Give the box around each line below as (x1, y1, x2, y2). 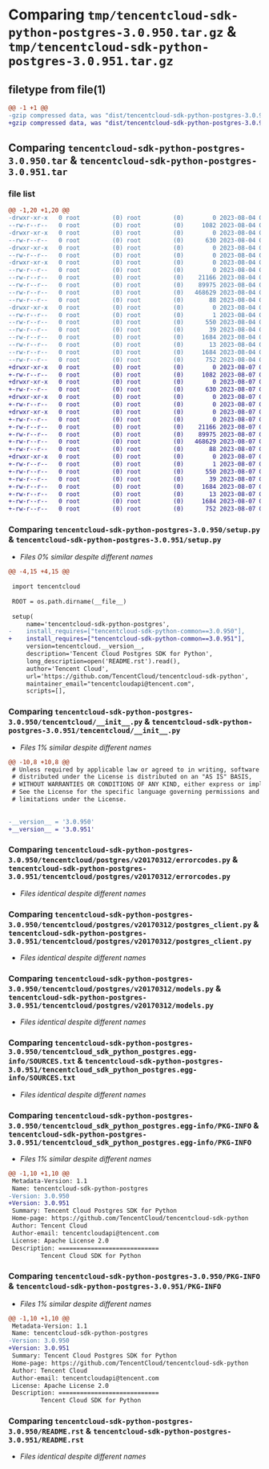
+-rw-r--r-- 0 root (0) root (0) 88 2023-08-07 (8, 446, 256, 454)
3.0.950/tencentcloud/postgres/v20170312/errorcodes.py (8, 856, 231, 865)
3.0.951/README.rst (8, 1435, 84, 1445)
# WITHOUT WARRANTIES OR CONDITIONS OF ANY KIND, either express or (11, 780, 246, 788)
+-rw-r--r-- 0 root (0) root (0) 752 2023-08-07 (8, 505, 256, 513)
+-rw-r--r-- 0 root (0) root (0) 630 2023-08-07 (8, 385, 256, 394)
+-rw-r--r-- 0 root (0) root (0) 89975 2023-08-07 (8, 430, 256, 438)
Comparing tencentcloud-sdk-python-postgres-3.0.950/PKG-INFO (8, 1271, 260, 1282)
